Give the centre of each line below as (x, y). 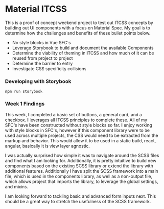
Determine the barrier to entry (42, 63)
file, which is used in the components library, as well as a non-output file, (79, 176)
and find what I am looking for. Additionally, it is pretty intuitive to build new (81, 160)
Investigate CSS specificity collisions (49, 68)
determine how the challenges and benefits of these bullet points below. (78, 33)
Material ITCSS (36, 9)
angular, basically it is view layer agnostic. (47, 146)
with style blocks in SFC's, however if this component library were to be (78, 130)
